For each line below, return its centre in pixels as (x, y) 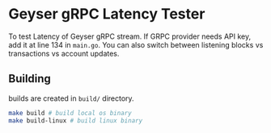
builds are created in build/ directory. (72, 98)
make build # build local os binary (70, 113)
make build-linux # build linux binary (76, 121)
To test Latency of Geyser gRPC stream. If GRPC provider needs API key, (130, 36)
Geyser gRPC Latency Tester (107, 14)
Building (30, 79)
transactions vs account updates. (64, 53)
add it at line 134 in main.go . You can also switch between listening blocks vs (136, 44)
